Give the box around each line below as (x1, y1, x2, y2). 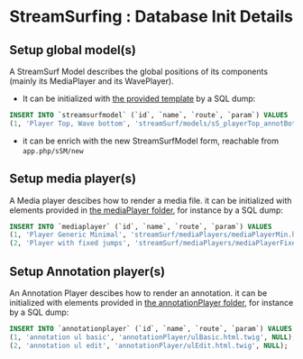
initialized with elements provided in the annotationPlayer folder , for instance (9, 298, 294, 308)
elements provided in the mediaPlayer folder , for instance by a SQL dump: (9, 205, 284, 216)
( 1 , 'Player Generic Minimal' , (9, 230, 127, 240)
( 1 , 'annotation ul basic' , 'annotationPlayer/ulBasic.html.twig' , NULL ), (9, 332, 297, 342)
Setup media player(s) (9, 171, 137, 187)
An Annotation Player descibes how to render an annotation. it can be (9, 288, 268, 299)
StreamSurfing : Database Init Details (9, 6, 293, 27)
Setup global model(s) (9, 42, 137, 58)
